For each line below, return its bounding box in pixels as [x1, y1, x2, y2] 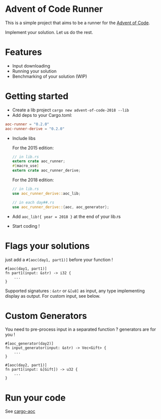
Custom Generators [5, 310, 87, 321]
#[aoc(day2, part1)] [5, 363, 48, 368]
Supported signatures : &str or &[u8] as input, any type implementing [5, 287, 145, 294]
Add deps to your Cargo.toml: [12, 112, 73, 118]
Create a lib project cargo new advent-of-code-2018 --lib [12, 107, 129, 113]
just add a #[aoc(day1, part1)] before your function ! [5, 256, 113, 262]
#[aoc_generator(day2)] [5, 341, 54, 346]
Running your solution [12, 68, 57, 74]
